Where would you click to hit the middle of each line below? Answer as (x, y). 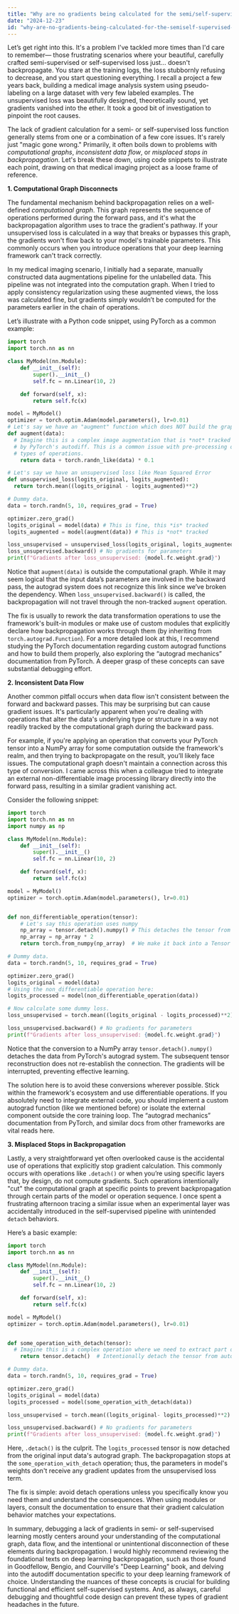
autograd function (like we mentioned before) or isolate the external (107, 1108)
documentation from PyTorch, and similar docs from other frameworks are (116, 1123)
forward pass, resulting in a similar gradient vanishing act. (92, 786)
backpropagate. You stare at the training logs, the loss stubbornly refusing (116, 70)
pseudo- (197, 86)
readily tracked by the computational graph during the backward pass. (111, 727)
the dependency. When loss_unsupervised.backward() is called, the (106, 594)
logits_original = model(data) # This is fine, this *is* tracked (108, 525)
